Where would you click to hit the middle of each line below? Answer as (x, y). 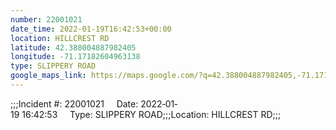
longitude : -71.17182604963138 (75, 57)
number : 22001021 (46, 19)
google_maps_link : (48, 76)
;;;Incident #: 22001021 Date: (74, 103)
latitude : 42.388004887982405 (73, 47)
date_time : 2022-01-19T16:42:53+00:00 (91, 29)
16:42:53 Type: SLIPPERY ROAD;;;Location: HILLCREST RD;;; (151, 114)
